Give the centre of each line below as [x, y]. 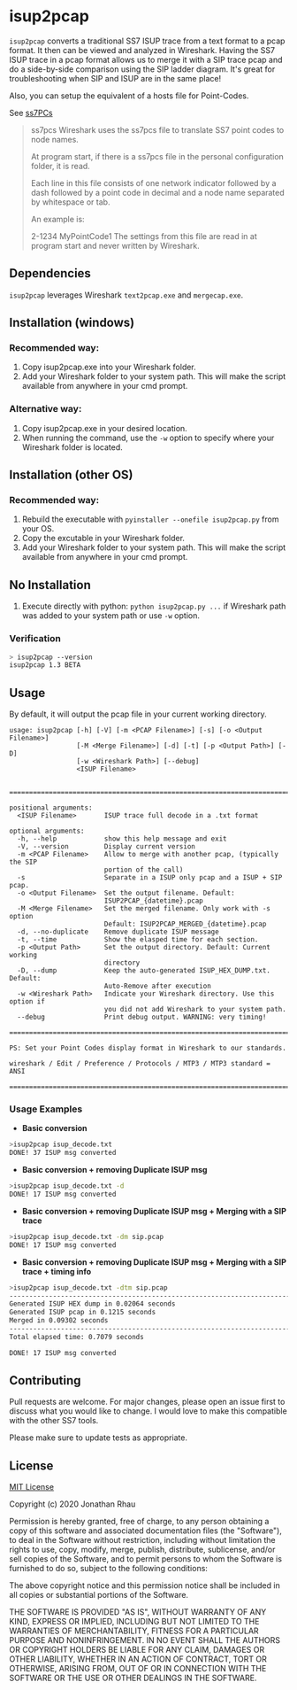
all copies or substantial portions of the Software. [99, 1595]
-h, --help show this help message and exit [122, 839]
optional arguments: [47, 831]
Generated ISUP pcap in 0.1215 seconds [83, 1313]
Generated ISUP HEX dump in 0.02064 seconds [92, 1304]
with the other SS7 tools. [54, 1421]
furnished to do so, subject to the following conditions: [108, 1569]
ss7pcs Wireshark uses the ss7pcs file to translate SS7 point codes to [157, 129]
